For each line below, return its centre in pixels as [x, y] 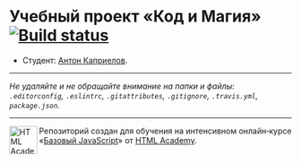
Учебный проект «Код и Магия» [135, 17]
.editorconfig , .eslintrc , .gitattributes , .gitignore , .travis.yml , [133, 95]
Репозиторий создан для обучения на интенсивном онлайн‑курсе [165, 131]
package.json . [34, 105]
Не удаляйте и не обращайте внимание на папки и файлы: [122, 86]
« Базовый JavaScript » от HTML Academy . [118, 140]
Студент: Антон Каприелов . [75, 60]
